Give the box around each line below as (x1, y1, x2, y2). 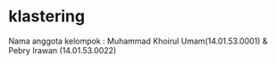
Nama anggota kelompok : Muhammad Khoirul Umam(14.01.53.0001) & (8, 36, 268, 46)
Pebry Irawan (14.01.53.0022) (8, 44, 117, 55)
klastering (8, 6, 86, 27)
